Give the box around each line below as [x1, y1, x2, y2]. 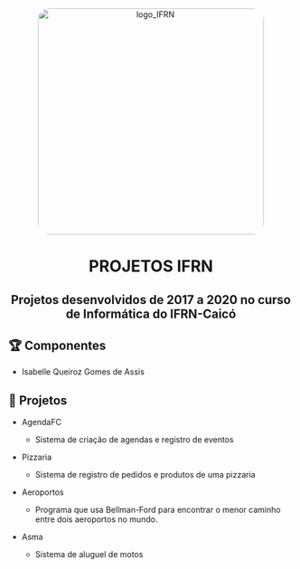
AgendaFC [21, 417, 62, 428]
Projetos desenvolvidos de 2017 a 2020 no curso [11, 292, 291, 308]
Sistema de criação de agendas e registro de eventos [34, 434, 234, 445]
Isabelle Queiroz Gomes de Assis [21, 366, 145, 377]
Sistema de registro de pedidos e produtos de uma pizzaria [34, 469, 256, 480]
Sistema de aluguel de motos [34, 549, 144, 560]
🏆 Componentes [8, 337, 107, 353]
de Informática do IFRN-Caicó [65, 306, 237, 321]
